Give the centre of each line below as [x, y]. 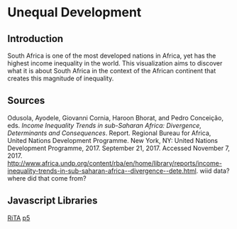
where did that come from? [47, 178]
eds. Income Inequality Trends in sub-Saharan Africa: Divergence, [105, 125]
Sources [26, 101]
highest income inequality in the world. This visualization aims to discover [115, 63]
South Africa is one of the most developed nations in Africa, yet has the [112, 55]
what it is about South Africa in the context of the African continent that [112, 71]
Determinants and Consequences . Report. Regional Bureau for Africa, [109, 133]
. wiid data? [213, 171]
